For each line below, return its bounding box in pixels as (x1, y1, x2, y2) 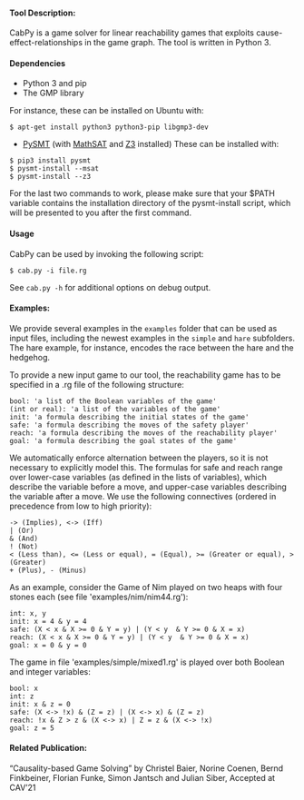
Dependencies (9, 57, 66, 68)
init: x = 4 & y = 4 (9, 617, 88, 626)
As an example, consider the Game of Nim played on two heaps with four (9, 581, 283, 592)
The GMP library (22, 87, 84, 99)
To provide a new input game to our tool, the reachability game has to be (9, 369, 281, 380)
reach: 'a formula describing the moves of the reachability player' (9, 428, 279, 438)
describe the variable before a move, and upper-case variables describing (9, 481, 288, 492)
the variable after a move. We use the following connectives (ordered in (9, 490, 277, 501)
